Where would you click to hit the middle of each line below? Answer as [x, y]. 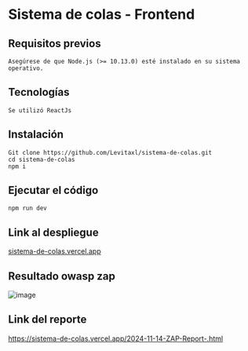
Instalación [36, 135]
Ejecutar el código [53, 190]
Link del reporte [47, 320]
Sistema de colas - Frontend [102, 15]
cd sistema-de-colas [42, 159]
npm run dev [27, 208]
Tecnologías [39, 92]
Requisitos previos [55, 44]
